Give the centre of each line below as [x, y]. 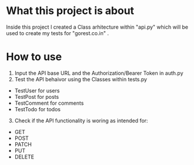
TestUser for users [37, 90]
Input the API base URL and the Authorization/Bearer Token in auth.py [99, 73]
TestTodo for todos [38, 109]
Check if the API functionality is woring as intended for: [81, 121]
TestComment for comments [49, 103]
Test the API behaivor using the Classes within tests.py [81, 79]
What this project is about [70, 11]
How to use [34, 57]
